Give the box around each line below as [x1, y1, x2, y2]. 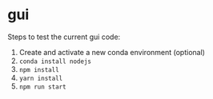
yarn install [18, 74, 63, 82]
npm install [18, 65, 59, 73]
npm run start [18, 82, 66, 91]
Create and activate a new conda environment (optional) [18, 47, 206, 57]
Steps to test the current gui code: [7, 32, 121, 42]
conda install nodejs [18, 57, 91, 65]
